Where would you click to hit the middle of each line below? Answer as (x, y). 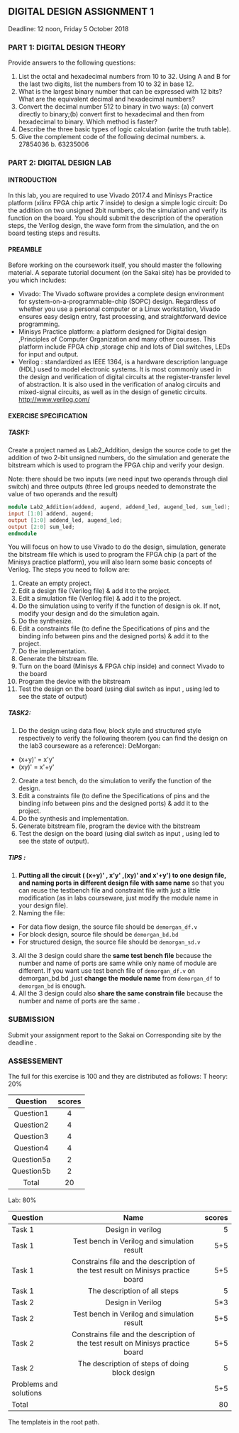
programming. (39, 324)
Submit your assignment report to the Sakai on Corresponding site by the (115, 1035)
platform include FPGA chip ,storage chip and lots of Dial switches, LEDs (124, 347)
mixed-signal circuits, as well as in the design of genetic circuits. (113, 392)
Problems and (35, 1384)
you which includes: (37, 280)
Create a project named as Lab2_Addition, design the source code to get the (119, 450)
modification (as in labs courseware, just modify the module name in (118, 898)
